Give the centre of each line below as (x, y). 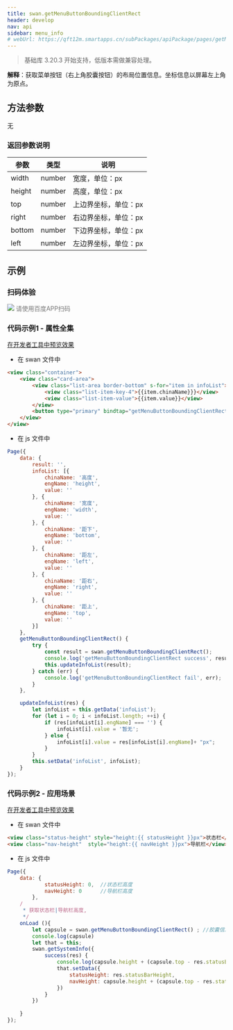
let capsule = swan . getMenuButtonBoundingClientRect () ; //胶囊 (126, 930)
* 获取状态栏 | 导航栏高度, (55, 910)
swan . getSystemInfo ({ (63, 949)
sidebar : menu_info (35, 33)
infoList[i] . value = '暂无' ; (98, 729)
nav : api (20, 26)
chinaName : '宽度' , (71, 504)
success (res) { (66, 956)
